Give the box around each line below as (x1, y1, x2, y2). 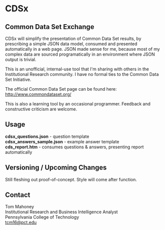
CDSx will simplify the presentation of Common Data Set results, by (5, 35, 141, 41)
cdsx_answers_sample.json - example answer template (5, 138, 119, 144)
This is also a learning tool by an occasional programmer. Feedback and (5, 101, 151, 106)
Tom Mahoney (5, 204, 34, 210)
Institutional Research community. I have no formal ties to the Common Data (5, 71, 159, 77)
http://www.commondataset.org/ (5, 92, 72, 97)
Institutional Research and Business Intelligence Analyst (5, 209, 118, 215)
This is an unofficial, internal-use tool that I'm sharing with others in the (5, 66, 149, 72)
